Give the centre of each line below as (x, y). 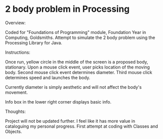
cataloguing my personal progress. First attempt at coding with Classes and (81, 126)
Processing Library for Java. (34, 42)
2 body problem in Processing (68, 9)
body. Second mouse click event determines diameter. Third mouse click (79, 72)
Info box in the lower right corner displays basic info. (58, 102)
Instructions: (18, 52)
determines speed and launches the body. (48, 77)
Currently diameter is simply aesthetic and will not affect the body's (73, 87)
